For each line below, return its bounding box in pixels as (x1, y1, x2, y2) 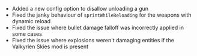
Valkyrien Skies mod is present (11, 43, 89, 50)
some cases (11, 30, 42, 38)
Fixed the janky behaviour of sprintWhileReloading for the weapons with (11, 11, 192, 18)
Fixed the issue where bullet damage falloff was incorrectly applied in (11, 24, 184, 31)
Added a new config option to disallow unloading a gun (11, 5, 149, 12)
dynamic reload (11, 18, 51, 24)
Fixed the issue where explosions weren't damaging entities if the (11, 37, 174, 43)
